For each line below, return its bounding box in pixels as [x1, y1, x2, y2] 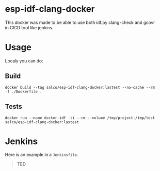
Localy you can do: [5, 57, 43, 64]
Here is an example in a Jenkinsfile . [5, 152, 79, 158]
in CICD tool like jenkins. [5, 24, 54, 30]
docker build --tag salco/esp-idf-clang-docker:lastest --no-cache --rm [5, 85, 155, 90]
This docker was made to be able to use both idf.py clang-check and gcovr [5, 19, 155, 25]
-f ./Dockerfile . [5, 89, 42, 94]
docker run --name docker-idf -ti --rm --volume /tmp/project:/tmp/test [5, 115, 155, 120]
